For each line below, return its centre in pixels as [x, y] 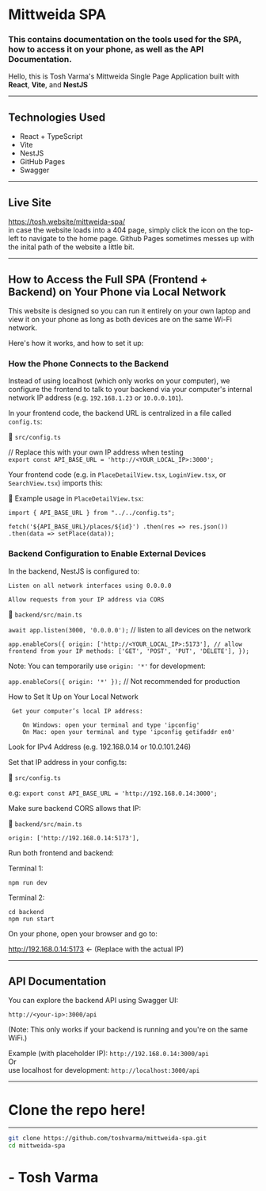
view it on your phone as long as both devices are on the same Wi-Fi [120, 319]
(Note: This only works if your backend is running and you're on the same [128, 1030]
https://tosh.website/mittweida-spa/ [67, 222]
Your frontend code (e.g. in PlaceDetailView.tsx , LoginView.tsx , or [117, 474]
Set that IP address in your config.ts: [68, 762]
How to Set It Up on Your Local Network [73, 697]
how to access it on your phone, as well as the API [106, 49]
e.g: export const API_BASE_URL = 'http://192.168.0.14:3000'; [113, 793]
